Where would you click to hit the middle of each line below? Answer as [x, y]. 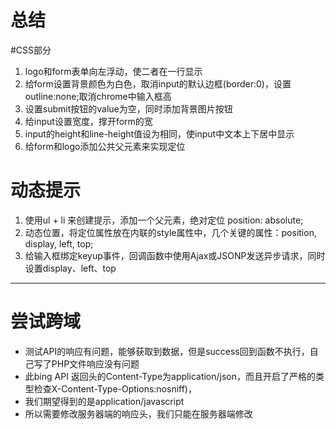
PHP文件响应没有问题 [95, 363]
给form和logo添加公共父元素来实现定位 [105, 146]
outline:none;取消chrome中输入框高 [98, 96]
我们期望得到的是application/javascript [104, 401]
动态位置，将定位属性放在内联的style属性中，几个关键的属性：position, [170, 232]
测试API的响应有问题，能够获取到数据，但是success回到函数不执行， [167, 351]
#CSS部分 [31, 50]
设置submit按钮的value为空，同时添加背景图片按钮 [128, 108]
